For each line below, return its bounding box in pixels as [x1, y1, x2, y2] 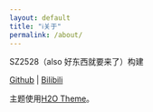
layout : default [9, 13, 71, 23]
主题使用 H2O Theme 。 [9, 93, 95, 105]
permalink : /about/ [9, 30, 83, 39]
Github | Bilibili [9, 75, 63, 86]
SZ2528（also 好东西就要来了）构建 [9, 56, 144, 67]
